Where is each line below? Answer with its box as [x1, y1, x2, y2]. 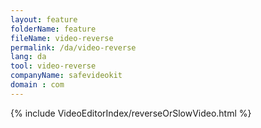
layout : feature [10, 14, 78, 25]
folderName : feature [10, 24, 97, 34]
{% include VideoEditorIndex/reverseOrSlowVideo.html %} [10, 107, 252, 119]
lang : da [10, 52, 47, 62]
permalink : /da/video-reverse [10, 42, 137, 53]
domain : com [10, 80, 65, 90]
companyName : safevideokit [10, 71, 123, 81]
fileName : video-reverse [10, 33, 114, 43]
